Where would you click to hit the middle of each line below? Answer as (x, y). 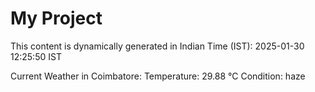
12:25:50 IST (36, 56)
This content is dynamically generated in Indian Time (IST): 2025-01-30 (157, 46)
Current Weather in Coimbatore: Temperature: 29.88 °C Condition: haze (158, 76)
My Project (56, 18)
